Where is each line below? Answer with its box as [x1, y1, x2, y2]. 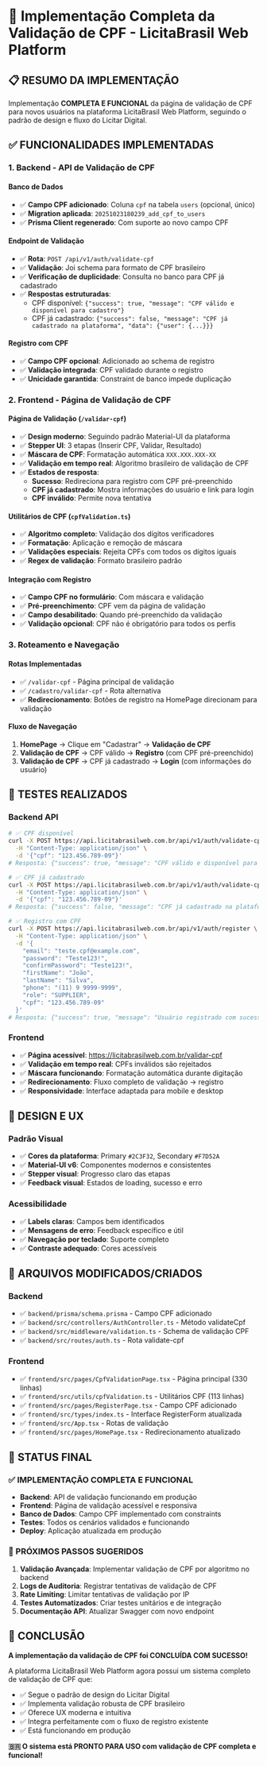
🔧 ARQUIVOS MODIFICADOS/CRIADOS [8, 1267, 203, 1281]
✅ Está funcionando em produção [19, 1725, 131, 1735]
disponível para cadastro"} [31, 306, 125, 315]
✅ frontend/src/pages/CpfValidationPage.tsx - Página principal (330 [19, 1374, 248, 1383]
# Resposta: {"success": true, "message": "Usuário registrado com [8, 1013, 237, 1022]
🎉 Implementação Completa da [8, 7, 215, 25]
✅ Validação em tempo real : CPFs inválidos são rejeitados [19, 1059, 212, 1068]
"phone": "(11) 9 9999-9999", [22, 984, 123, 992]
